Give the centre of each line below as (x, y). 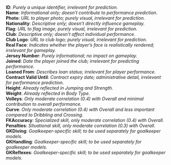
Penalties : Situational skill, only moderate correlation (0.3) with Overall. (81, 126)
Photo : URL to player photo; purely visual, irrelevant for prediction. (75, 18)
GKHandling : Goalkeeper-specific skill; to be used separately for (74, 142)
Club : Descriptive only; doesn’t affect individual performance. (71, 34)
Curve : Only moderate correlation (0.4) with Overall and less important (80, 109)
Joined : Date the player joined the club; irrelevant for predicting (73, 61)
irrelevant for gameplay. (31, 50)
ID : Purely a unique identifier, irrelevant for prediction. (62, 7)
